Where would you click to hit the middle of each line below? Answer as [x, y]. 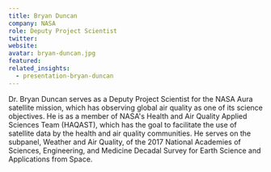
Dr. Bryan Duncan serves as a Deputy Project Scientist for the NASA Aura [131, 99]
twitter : [23, 38]
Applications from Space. [51, 159]
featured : [25, 61]
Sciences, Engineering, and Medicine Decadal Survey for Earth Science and [135, 150]
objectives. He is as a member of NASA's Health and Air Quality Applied [128, 116]
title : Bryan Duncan [43, 16]
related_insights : [39, 69]
